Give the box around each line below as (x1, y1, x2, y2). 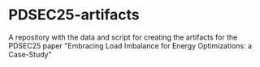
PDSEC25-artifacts (8, 6, 140, 24)
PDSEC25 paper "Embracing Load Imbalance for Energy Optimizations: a (8, 40, 253, 50)
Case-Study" (8, 49, 52, 59)
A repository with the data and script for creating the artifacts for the (8, 32, 238, 42)
